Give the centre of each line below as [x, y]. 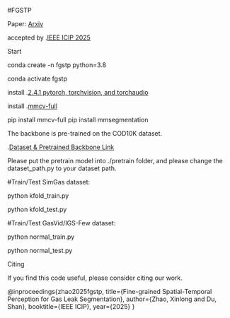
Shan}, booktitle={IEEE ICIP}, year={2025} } [71, 306]
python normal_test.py [40, 251]
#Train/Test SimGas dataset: [49, 182]
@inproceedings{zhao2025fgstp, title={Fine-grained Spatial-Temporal [110, 291]
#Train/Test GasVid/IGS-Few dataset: [62, 223]
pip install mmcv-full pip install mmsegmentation [78, 120]
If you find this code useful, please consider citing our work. [95, 278]
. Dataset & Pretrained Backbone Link [61, 147]
